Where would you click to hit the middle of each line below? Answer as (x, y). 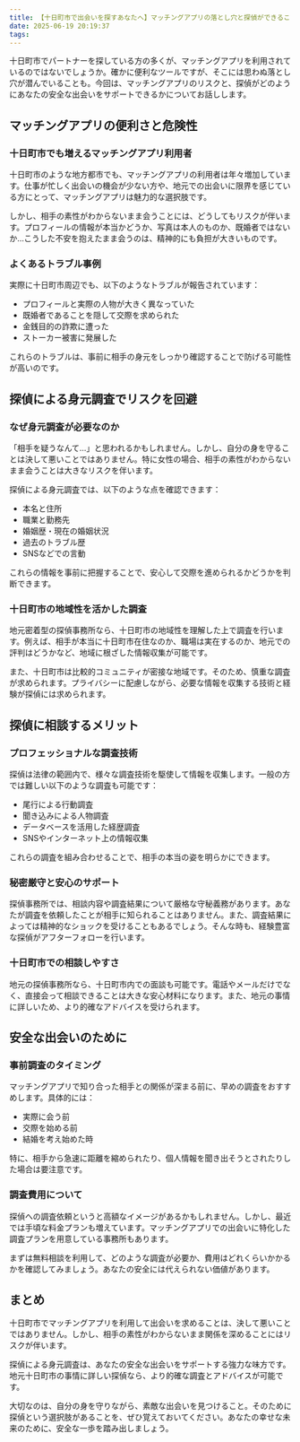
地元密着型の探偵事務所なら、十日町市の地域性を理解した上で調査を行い (142, 630)
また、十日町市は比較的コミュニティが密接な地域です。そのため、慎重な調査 (150, 672)
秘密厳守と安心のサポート (64, 882)
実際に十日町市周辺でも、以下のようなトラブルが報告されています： (135, 285)
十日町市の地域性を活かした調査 (78, 609)
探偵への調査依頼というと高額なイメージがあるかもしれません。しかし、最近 (150, 1216)
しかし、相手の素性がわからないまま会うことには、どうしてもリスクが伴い (146, 216)
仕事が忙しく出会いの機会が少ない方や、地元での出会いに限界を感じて (154, 186)
